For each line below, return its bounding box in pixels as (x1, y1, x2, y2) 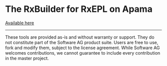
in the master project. (5, 55, 49, 61)
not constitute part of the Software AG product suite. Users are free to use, (5, 39, 159, 45)
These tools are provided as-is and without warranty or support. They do (5, 34, 155, 40)
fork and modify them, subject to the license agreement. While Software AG (5, 45, 160, 51)
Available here (5, 20, 34, 26)
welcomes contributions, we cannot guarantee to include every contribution (5, 50, 161, 56)
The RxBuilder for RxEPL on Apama (5, 3, 153, 15)
